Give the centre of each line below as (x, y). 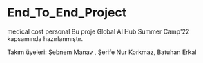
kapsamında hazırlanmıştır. (45, 38)
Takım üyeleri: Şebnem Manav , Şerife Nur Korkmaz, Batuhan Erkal (102, 52)
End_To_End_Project (67, 13)
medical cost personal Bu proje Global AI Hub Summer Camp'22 (98, 32)
